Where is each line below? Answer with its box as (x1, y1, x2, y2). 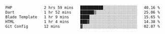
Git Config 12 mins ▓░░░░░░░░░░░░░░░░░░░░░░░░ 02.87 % (5, 23, 160, 29)
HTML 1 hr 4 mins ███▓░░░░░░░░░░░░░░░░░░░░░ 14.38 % (5, 19, 160, 24)
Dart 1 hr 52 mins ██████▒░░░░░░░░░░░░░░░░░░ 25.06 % (5, 9, 160, 15)
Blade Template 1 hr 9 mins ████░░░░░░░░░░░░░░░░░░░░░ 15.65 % (5, 14, 160, 19)
